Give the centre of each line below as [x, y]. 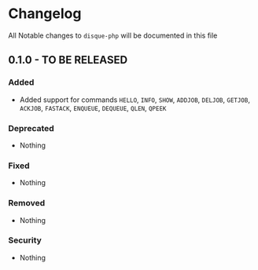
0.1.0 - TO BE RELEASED [68, 60]
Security [25, 240]
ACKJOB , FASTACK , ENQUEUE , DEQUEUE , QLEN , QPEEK [93, 108]
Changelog [45, 14]
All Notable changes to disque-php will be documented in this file [113, 35]
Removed [27, 203]
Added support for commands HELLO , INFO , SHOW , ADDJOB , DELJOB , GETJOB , [135, 100]
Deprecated [31, 128]
